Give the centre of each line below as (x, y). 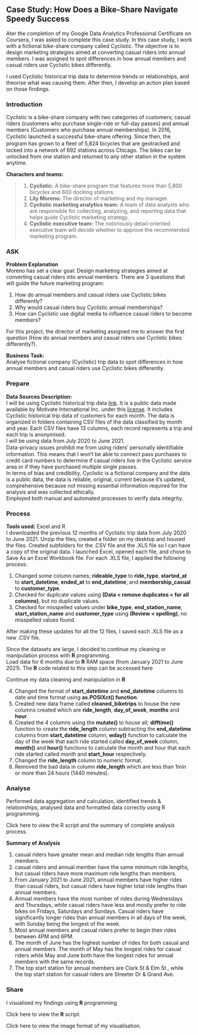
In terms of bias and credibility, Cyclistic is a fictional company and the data (98, 473)
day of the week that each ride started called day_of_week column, (97, 741)
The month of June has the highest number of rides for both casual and (102, 943)
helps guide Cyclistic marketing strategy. (79, 217)
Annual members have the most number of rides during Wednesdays (99, 899)
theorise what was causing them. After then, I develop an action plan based (98, 82)
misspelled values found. (45, 620)
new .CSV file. (23, 638)
